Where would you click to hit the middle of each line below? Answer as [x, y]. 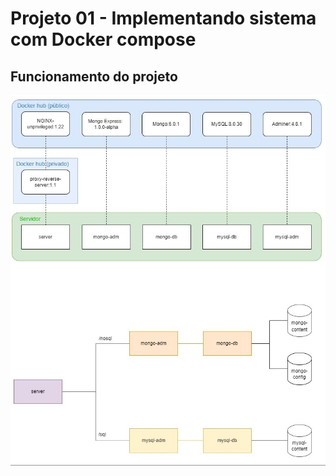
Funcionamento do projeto [94, 76]
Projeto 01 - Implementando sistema [163, 18]
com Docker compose [103, 39]
